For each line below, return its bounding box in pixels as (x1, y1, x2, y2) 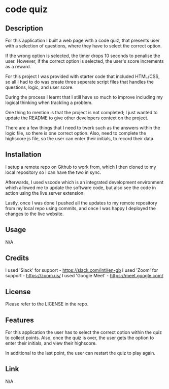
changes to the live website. (5, 211, 64, 217)
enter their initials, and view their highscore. (5, 340, 97, 346)
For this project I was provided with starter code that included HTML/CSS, (5, 73, 160, 80)
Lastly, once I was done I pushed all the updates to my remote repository (5, 200, 157, 206)
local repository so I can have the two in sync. (5, 169, 102, 175)
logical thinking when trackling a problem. (5, 99, 93, 106)
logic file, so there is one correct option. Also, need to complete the (5, 130, 146, 136)
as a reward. (5, 64, 31, 69)
